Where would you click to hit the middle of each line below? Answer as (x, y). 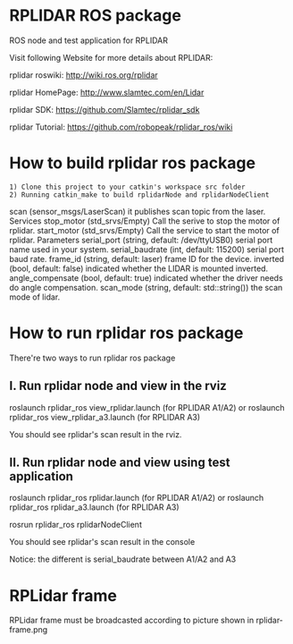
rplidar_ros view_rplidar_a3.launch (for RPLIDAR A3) (105, 417)
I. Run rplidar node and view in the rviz (118, 386)
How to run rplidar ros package (126, 333)
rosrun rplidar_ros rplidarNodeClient (76, 525)
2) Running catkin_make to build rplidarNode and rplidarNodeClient (139, 195)
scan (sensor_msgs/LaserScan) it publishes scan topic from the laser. (138, 211)
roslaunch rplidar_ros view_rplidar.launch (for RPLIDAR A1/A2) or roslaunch (147, 407)
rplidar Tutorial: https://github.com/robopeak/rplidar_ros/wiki (121, 127)
